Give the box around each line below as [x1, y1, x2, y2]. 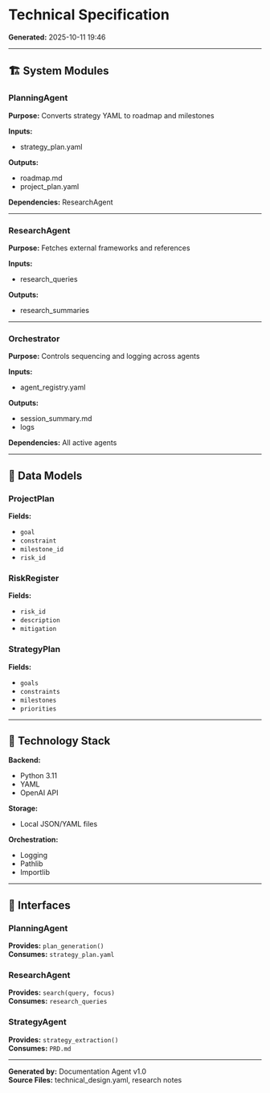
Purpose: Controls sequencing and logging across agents [8, 352, 200, 361]
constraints [19, 687, 60, 695]
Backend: [8, 755, 41, 765]
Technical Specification [8, 6, 170, 24]
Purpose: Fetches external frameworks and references [8, 243, 190, 253]
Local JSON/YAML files [19, 819, 98, 829]
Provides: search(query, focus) [8, 988, 115, 997]
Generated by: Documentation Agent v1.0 [8, 1066, 147, 1076]
